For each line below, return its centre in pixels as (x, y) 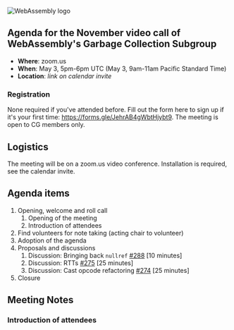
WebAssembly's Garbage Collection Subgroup (112, 44)
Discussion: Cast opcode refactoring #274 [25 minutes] (109, 270)
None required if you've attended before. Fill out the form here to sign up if (116, 110)
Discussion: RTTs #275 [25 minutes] (81, 263)
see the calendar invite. (41, 171)
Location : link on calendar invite (64, 76)
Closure (29, 278)
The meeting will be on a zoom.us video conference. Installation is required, (117, 164)
